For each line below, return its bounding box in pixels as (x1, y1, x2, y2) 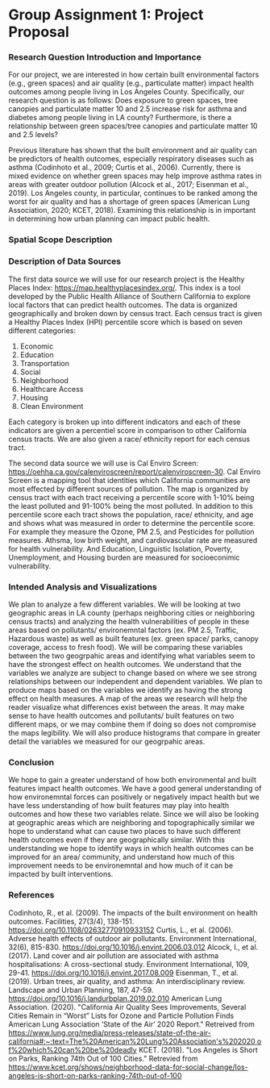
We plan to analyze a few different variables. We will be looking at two (8, 599, 241, 609)
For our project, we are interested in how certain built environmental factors (8, 70, 260, 80)
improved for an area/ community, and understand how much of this (8, 852, 235, 862)
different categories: (8, 325, 77, 336)
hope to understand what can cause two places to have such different (8, 827, 241, 836)
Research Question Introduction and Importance (8, 52, 201, 63)
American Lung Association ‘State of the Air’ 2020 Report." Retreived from (8, 1019, 255, 1029)
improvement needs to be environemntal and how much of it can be (8, 861, 234, 870)
